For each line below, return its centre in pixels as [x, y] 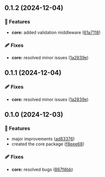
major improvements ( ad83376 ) [43, 139]
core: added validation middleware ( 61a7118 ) [56, 32]
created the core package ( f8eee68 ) [48, 144]
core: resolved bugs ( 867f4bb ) [42, 169]
